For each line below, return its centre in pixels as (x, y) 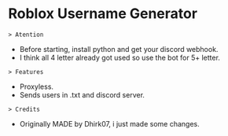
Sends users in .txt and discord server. (82, 94)
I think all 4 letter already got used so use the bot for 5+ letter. (120, 57)
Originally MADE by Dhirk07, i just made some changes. (110, 123)
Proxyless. (36, 86)
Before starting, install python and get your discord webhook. (119, 49)
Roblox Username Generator (103, 14)
